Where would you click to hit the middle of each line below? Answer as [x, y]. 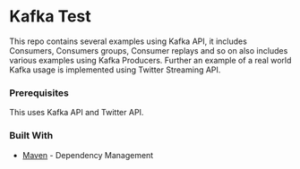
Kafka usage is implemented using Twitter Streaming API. [115, 70]
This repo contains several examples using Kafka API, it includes [129, 41]
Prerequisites [39, 93]
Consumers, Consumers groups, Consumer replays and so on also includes [149, 50]
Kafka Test [50, 17]
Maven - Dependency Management [88, 155]
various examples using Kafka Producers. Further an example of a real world [150, 60]
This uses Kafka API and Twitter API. [77, 113]
